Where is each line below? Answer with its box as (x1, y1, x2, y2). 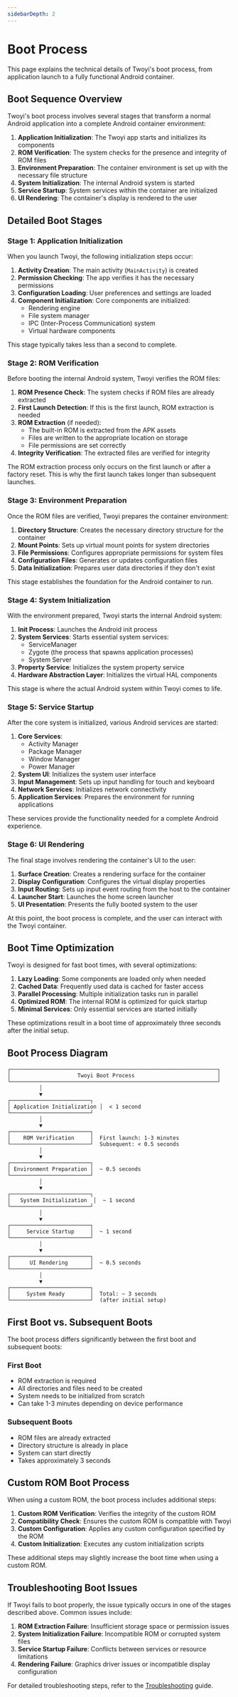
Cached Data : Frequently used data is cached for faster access (17, 982, 204, 991)
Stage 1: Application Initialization (7, 236, 123, 246)
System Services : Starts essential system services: (17, 632, 169, 641)
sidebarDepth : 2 (7, 10, 55, 18)
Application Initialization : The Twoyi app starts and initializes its (17, 133, 207, 142)
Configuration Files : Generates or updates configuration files (17, 555, 198, 564)
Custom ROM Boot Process (7, 1477, 130, 1489)
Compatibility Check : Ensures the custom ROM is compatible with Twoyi (17, 1517, 232, 1526)
